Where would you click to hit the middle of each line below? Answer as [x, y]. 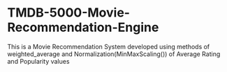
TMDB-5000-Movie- [69, 13]
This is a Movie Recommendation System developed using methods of [109, 46]
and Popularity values [38, 61]
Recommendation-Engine [83, 27]
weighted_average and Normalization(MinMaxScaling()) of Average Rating [114, 54]
